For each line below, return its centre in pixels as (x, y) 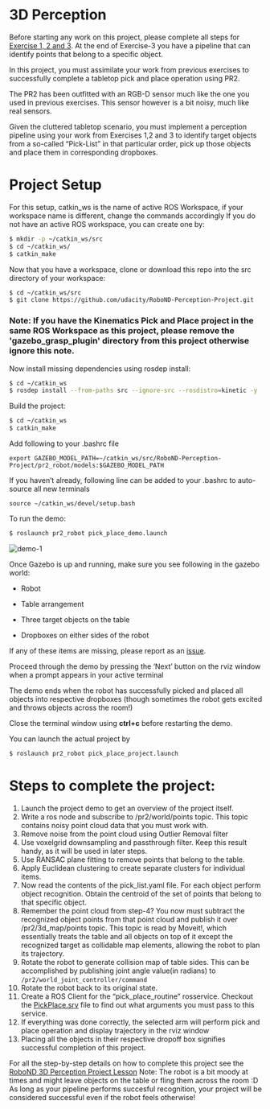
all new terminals (62, 489)
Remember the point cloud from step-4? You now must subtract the (133, 910)
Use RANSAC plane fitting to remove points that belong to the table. (133, 860)
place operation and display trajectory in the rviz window (115, 1030)
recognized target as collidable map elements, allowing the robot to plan (140, 945)
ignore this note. (42, 351)
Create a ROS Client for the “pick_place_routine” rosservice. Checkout (137, 996)
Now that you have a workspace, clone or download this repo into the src (130, 269)
